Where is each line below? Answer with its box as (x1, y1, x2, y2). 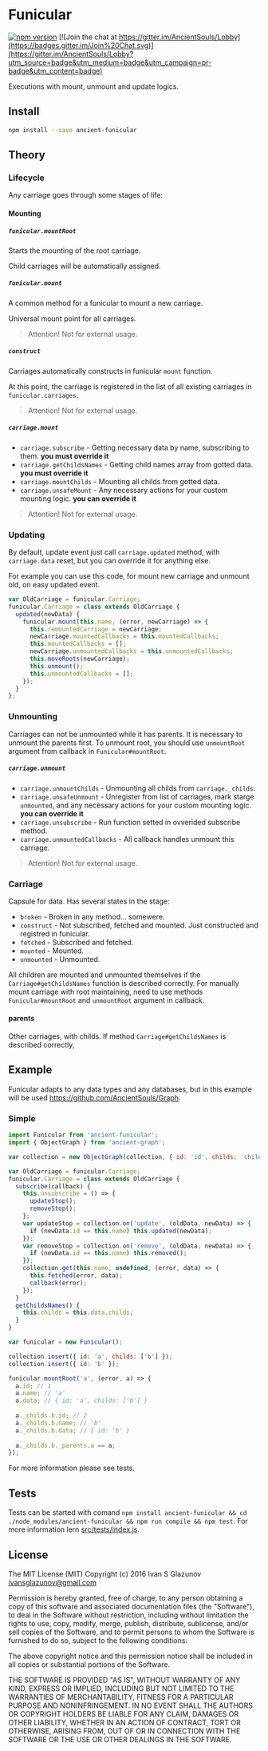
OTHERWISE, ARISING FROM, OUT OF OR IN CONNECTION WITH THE (8, 1726, 241, 1736)
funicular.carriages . (8, 390, 79, 399)
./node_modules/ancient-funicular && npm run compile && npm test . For (8, 1517, 249, 1526)
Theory (8, 148, 46, 162)
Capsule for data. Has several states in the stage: (8, 896, 170, 906)
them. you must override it (19, 451, 109, 461)
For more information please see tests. (8, 1463, 136, 1473)
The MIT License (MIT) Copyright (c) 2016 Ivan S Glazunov (8, 1569, 202, 1578)
